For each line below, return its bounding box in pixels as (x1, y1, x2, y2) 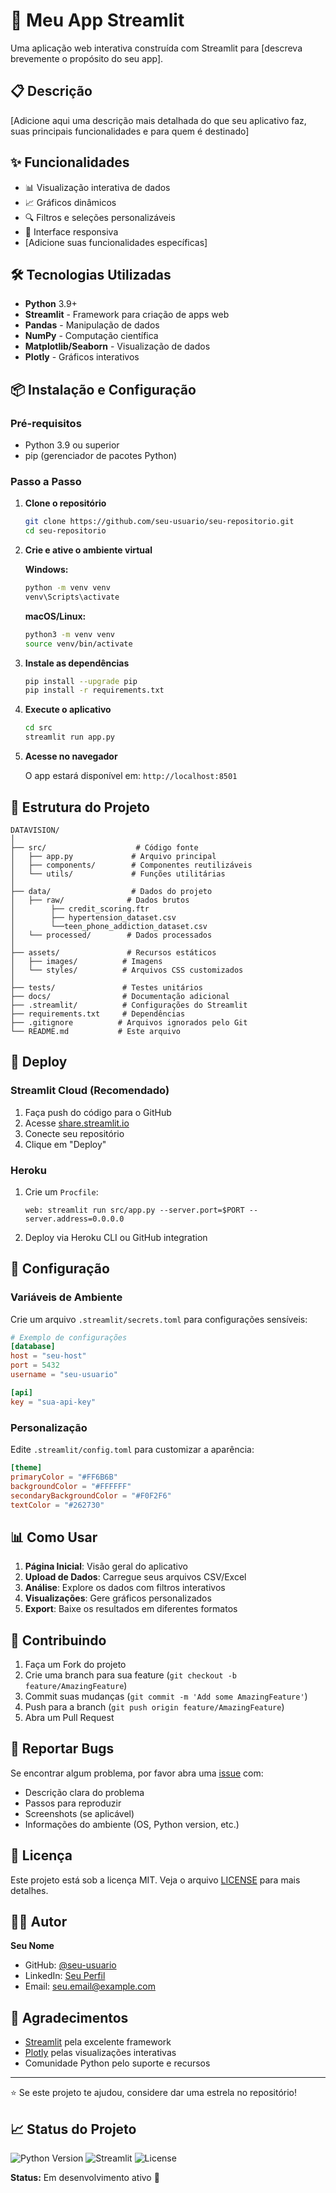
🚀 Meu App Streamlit (10, 9, 185, 32)
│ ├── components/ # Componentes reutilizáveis (10, 860, 253, 870)
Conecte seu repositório (24, 1127, 125, 1139)
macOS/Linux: (24, 610, 87, 622)
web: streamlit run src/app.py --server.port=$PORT (24, 1205, 245, 1215)
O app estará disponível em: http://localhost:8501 (24, 770, 238, 782)
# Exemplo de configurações (10, 1332, 128, 1343)
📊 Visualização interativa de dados (24, 181, 171, 193)
